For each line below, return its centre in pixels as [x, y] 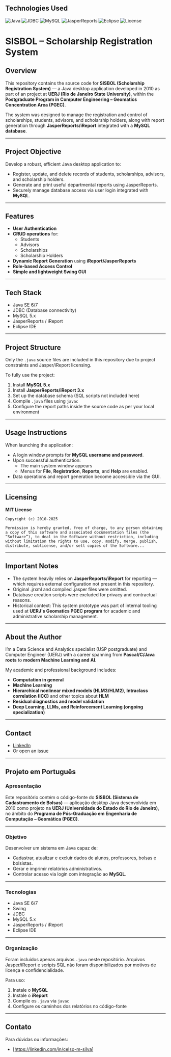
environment [26, 412]
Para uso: [15, 980]
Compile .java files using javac [45, 401]
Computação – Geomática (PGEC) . [42, 819]
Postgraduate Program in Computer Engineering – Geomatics [71, 99]
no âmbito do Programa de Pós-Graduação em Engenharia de [71, 813]
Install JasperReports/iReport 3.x [48, 390]
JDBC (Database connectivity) [45, 310]
